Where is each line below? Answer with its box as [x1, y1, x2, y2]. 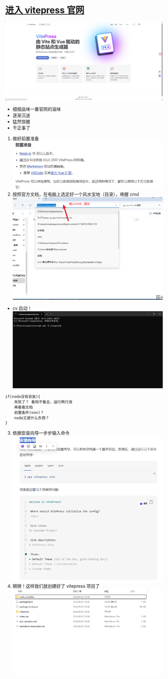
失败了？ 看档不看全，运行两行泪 [14, 399, 72, 405]
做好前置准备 [12, 136, 39, 142]
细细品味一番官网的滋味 [12, 106, 61, 112]
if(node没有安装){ [5, 394, 40, 399]
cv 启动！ [12, 305, 32, 311]
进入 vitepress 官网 [5, 5, 84, 16]
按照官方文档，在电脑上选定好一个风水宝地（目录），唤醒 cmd [12, 191, 139, 197]
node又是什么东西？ [14, 415, 49, 421]
